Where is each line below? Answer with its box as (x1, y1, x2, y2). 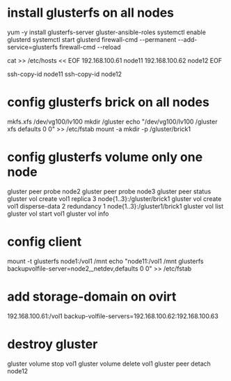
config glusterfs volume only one (7, 149, 203, 165)
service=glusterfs (7, 43, 58, 51)
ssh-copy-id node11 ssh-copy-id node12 (7, 70, 122, 78)
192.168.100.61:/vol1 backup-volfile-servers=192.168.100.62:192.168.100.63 (7, 312, 219, 320)
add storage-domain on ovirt (7, 288, 177, 304)
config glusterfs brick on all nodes (7, 94, 210, 110)
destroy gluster (7, 336, 98, 352)
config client (7, 234, 82, 249)
